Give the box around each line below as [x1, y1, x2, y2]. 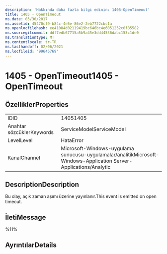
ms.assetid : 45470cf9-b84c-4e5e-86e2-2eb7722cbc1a [5, 21, 112, 26]
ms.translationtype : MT [5, 35, 55, 40]
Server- [113, 157, 133, 164]
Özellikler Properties [5, 100, 69, 109]
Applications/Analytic [61, 163, 111, 170]
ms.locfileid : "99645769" [5, 49, 59, 54]
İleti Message [5, 213, 46, 221]
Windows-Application [61, 157, 113, 164]
